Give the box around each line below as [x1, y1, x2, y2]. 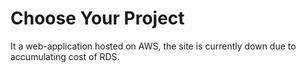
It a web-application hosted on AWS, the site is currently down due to [10, 40, 297, 52]
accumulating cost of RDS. [10, 50, 120, 62]
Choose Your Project [10, 7, 185, 30]
